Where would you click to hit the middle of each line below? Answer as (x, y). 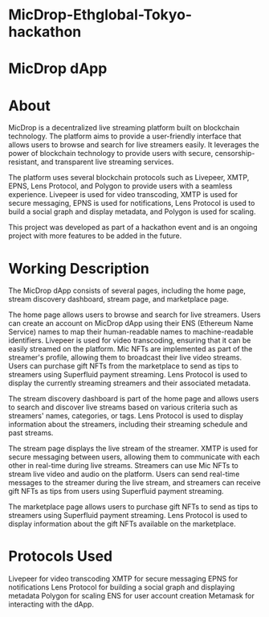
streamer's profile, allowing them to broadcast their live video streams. (125, 358)
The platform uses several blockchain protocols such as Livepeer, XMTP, (129, 178)
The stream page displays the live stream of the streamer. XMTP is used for (133, 449)
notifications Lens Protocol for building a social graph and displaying (122, 587)
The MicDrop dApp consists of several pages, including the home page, (127, 290)
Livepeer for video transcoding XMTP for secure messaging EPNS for (123, 579)
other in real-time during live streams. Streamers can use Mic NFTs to (124, 466)
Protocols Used (61, 556)
